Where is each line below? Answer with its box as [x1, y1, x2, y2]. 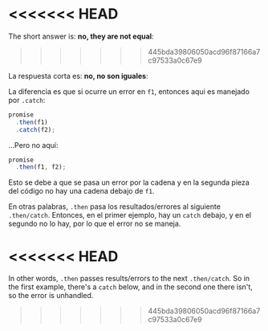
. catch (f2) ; [15, 125, 56, 133]
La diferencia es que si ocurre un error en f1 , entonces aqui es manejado [8, 86, 250, 96]
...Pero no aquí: [8, 140, 59, 149]
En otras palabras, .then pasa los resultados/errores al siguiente [8, 202, 221, 211]
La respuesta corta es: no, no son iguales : [8, 71, 148, 80]
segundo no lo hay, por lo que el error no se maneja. [8, 219, 181, 229]
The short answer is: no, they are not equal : [8, 31, 154, 41]
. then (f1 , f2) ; [15, 163, 67, 171]
